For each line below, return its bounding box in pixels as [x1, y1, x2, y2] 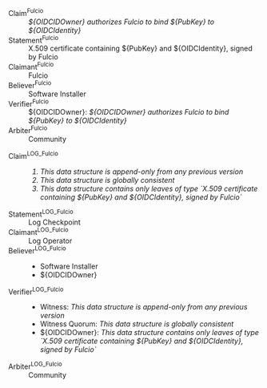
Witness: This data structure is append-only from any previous [39, 302, 248, 312]
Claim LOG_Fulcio [8, 149, 58, 160]
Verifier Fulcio [8, 97, 50, 108]
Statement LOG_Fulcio [8, 208, 74, 219]
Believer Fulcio [8, 79, 52, 90]
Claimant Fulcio [8, 61, 54, 71]
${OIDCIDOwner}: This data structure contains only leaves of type [39, 328, 260, 337]
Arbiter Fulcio [8, 124, 48, 135]
